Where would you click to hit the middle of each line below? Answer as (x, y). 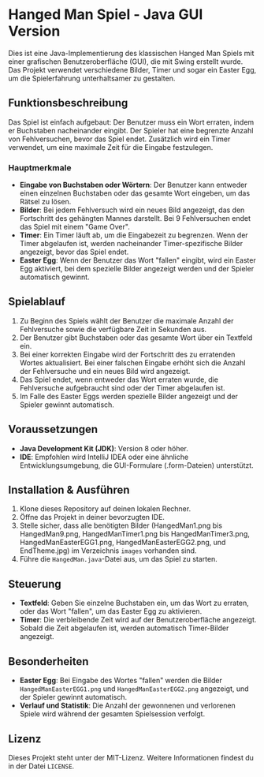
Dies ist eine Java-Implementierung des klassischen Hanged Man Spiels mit (131, 53)
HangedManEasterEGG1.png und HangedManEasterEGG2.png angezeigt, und (134, 689)
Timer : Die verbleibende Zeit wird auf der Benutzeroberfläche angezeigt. (138, 620)
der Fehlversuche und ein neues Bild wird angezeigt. (105, 371)
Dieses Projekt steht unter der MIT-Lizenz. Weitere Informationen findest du (131, 757)
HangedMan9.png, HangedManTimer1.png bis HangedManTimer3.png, (135, 534)
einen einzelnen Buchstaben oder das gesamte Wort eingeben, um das (135, 193)
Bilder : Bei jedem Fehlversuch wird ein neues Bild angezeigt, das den (132, 210)
